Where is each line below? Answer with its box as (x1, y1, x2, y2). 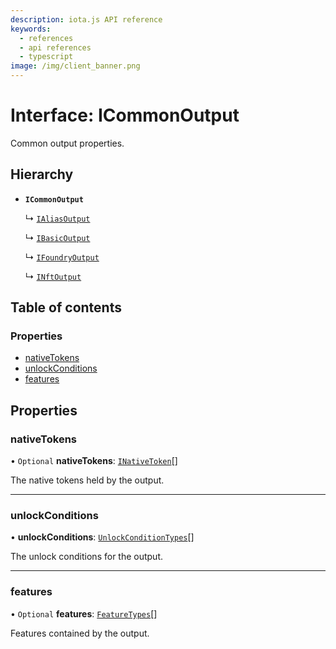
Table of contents (10, 299, 122, 316)
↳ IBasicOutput (24, 231, 91, 243)
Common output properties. (10, 137, 125, 149)
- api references (19, 42, 92, 53)
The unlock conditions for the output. (10, 551, 164, 563)
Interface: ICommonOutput (10, 104, 240, 127)
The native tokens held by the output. (10, 474, 165, 486)
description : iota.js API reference (10, 14, 163, 25)
